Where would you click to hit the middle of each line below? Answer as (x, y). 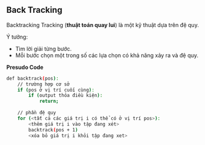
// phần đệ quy (37, 113)
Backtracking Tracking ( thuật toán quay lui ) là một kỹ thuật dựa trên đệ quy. (103, 25)
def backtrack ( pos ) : (33, 78)
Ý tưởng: (17, 37)
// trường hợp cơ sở (44, 84)
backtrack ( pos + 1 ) (53, 130)
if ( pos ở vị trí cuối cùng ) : (56, 90)
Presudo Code (25, 67)
